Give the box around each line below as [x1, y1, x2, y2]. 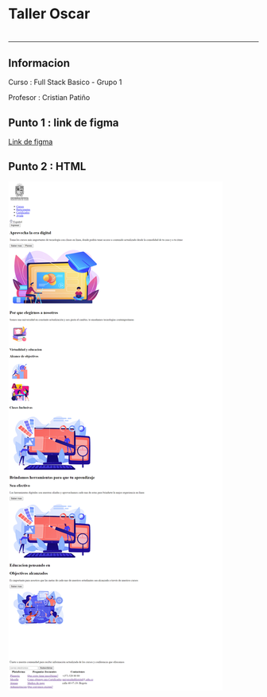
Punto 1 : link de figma [8, 116, 119, 130]
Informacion [8, 56, 70, 70]
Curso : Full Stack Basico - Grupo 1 [8, 77, 122, 87]
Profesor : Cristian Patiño [8, 93, 91, 103]
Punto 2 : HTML [8, 160, 87, 173]
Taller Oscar [8, 5, 91, 23]
